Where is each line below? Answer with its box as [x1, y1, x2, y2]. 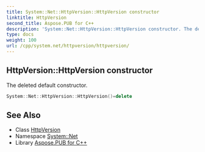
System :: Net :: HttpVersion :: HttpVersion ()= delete [6, 93, 132, 99]
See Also [6, 110, 41, 120]
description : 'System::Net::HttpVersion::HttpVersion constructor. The [6, 26, 192, 32]
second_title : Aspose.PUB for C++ [6, 20, 95, 26]
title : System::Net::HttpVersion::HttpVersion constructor [6, 9, 160, 15]
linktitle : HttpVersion [6, 15, 67, 21]
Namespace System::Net [15, 133, 78, 140]
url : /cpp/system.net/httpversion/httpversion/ [6, 43, 130, 49]
